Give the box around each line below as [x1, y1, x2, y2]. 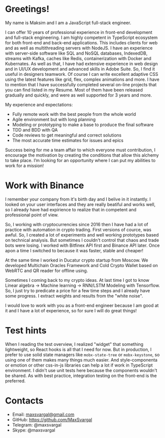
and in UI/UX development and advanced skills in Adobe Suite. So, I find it [5, 66, 155, 72]
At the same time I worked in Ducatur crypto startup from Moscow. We [5, 257, 149, 263]
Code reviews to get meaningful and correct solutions [12, 132, 122, 138]
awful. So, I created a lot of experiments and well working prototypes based [5, 232, 159, 237]
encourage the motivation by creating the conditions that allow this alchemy [5, 152, 159, 158]
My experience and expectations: [5, 101, 73, 107]
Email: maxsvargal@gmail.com [12, 411, 75, 417]
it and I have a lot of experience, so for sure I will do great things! [5, 307, 137, 313]
